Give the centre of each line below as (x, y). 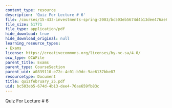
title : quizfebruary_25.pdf (35, 81)
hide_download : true (27, 34)
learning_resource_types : (33, 44)
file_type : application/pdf (35, 29)
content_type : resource (31, 10)
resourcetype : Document (31, 77)
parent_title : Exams (27, 62)
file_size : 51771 (24, 24)
